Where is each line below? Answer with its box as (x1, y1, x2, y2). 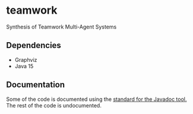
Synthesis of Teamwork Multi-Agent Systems (6, 23, 117, 30)
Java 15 (14, 62, 34, 69)
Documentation (6, 80, 65, 90)
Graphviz (14, 56, 37, 63)
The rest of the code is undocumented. (6, 102, 102, 109)
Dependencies (6, 40, 61, 50)
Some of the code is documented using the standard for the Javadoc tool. (6, 96, 187, 103)
